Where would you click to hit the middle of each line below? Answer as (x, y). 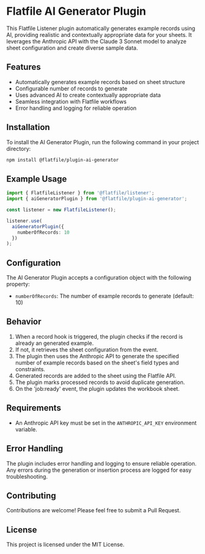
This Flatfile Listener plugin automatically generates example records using (101, 28)
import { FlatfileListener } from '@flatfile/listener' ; (80, 193)
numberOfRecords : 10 (43, 232)
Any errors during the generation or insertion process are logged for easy (99, 470)
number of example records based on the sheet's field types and (97, 363)
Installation (28, 127)
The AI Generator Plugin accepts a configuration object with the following (99, 278)
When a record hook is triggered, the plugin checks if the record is (99, 336)
